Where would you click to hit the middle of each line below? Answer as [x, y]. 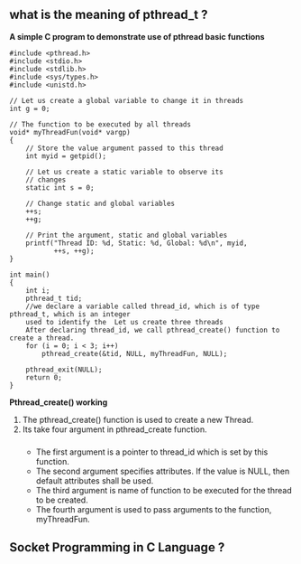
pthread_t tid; [54, 298]
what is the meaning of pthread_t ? [109, 15]
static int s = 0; [60, 188]
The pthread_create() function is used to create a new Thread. [138, 419]
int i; [38, 290]
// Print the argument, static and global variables [127, 235]
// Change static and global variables [100, 203]
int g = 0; [30, 108]
